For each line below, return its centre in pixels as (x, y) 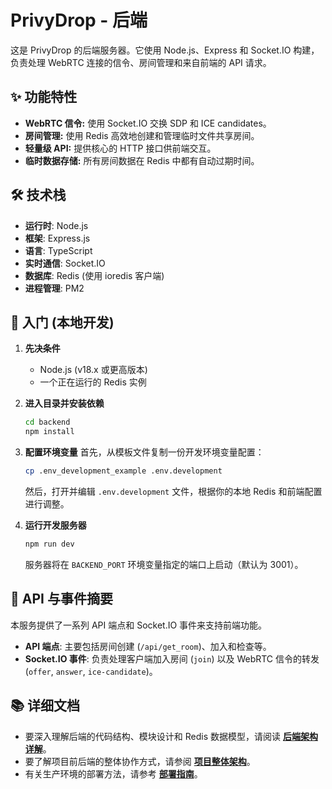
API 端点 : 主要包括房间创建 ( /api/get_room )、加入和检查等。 (148, 646)
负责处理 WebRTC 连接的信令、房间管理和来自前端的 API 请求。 (141, 62)
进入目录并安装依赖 (64, 403)
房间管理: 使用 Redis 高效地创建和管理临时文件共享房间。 (142, 135)
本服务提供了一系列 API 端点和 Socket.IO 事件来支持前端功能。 (139, 625)
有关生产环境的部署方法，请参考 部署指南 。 (113, 773)
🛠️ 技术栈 (38, 195)
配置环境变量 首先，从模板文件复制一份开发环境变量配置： (144, 452)
